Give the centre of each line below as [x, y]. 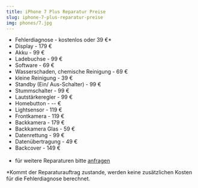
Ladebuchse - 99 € [39, 59]
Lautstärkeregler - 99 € [44, 97]
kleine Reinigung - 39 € [44, 78]
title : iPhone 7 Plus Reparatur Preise [56, 12]
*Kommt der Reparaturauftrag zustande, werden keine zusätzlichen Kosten [99, 172]
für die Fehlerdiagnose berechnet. [48, 179]
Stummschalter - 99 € [42, 91]
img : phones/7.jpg [29, 23]
